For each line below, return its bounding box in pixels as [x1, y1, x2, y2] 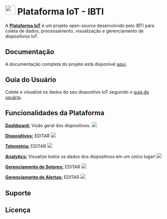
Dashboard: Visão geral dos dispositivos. [5, 123, 91, 129]
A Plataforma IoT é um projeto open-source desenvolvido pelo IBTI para [5, 23, 154, 29]
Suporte [5, 188, 31, 197]
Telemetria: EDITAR [5, 143, 47, 149]
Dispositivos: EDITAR [5, 133, 50, 139]
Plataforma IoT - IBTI [17, 6, 104, 18]
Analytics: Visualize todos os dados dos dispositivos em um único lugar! [5, 153, 156, 160]
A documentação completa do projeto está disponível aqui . [5, 61, 127, 67]
